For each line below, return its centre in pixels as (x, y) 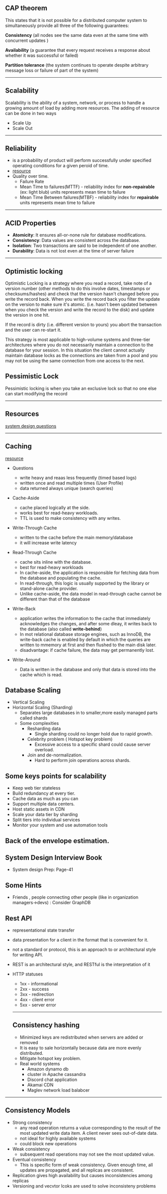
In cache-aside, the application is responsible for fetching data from (89, 573)
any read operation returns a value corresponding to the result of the (90, 1128)
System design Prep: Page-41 (43, 870)
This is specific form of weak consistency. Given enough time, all (86, 1165)
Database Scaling (33, 690)
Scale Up (22, 123)
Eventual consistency (34, 1159)
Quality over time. (30, 176)
